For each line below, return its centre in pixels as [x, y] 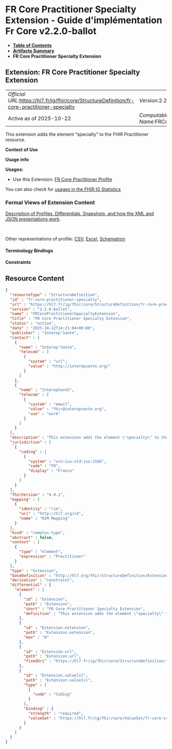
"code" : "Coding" [52, 694]
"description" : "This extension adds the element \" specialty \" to [84, 438]
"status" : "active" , [33, 323]
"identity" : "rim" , [41, 509]
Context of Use [22, 149]
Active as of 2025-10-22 [39, 118]
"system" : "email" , [50, 404]
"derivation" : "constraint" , [42, 580]
